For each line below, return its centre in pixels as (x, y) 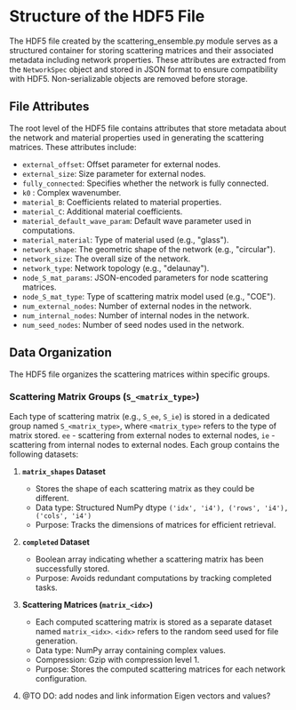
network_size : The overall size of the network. (106, 259)
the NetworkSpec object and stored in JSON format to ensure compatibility (144, 69)
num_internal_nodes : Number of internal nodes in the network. (136, 315)
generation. (56, 641)
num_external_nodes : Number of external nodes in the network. (136, 306)
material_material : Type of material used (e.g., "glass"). (125, 239)
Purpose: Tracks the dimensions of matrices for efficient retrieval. (156, 524)
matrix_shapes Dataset (64, 471)
